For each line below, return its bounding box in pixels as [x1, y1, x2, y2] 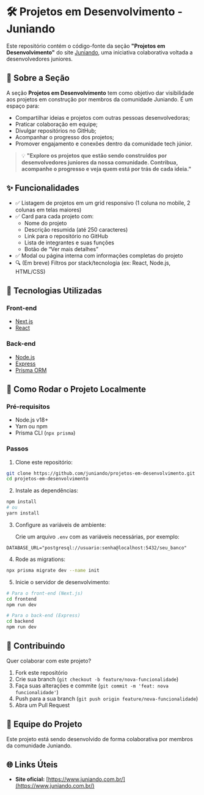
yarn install [6, 510, 40, 516]
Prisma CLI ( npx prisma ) [15, 429, 76, 437]
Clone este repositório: [15, 458, 73, 466]
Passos [6, 444, 29, 453]
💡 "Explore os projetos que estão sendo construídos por [21, 152, 167, 159]
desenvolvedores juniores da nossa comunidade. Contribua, [21, 158, 178, 166]
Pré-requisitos [6, 402, 50, 411]
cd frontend [6, 596, 37, 602]
